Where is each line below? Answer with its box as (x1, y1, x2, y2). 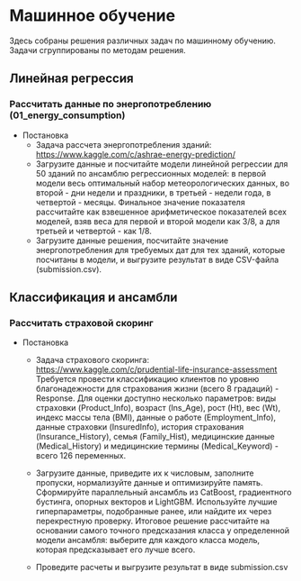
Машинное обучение (9, 5, 176, 26)
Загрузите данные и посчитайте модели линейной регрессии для (35, 159, 288, 169)
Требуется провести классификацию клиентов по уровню (35, 374, 260, 385)
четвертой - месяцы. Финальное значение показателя (35, 196, 245, 207)
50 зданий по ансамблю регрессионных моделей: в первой (35, 168, 267, 178)
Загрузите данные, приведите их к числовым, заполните (35, 468, 254, 478)
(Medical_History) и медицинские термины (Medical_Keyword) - (35, 440, 279, 451)
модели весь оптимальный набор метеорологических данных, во (35, 177, 290, 188)
